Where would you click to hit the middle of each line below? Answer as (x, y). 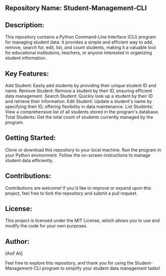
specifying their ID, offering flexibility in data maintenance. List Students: (79, 107)
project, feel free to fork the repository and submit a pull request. (71, 193)
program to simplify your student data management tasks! (101, 268)
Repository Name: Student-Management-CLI (76, 8)
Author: (17, 242)
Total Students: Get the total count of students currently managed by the (79, 117)
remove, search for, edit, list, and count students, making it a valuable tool (81, 48)
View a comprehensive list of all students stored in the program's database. (82, 112)
